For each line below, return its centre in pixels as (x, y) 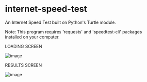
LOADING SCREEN (24, 46)
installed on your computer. (32, 37)
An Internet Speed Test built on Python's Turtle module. (61, 22)
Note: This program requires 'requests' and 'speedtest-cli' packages (73, 32)
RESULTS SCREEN (24, 65)
